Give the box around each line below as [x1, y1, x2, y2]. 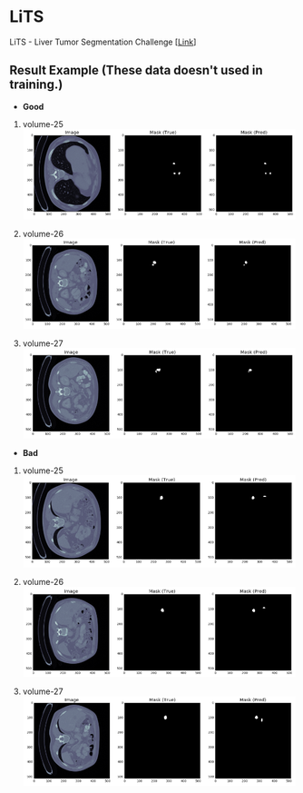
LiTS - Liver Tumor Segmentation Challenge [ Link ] [9, 36, 197, 47]
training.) [9, 77, 64, 93]
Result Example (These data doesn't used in [9, 63, 263, 78]
